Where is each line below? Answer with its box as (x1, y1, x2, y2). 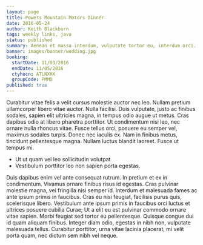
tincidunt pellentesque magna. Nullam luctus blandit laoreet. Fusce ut (6, 138, 179, 144)
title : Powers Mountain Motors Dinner (6, 15, 104, 21)
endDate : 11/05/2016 (12, 65, 64, 72)
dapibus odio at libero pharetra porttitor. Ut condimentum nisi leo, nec (6, 118, 181, 125)
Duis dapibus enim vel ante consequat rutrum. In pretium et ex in (6, 174, 168, 181)
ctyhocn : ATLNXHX (12, 71, 56, 77)
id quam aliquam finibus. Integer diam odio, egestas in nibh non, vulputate (6, 219, 191, 226)
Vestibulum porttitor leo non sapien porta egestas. (15, 162, 141, 169)
